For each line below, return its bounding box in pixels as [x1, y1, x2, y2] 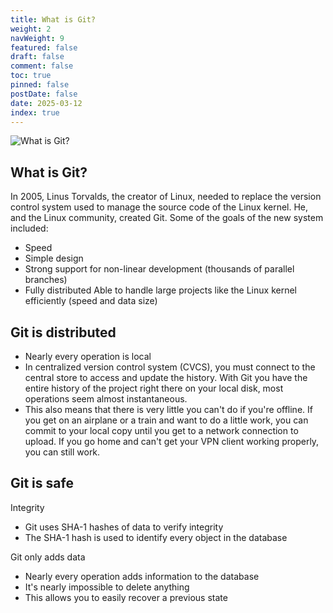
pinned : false [10, 80, 70, 90]
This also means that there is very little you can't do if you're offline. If [24, 404, 313, 415]
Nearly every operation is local [24, 351, 152, 362]
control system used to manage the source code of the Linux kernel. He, [10, 201, 309, 213]
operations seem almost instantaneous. [24, 393, 188, 405]
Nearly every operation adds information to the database [24, 570, 260, 582]
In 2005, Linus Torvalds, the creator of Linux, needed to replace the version [10, 191, 322, 203]
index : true [10, 107, 60, 118]
